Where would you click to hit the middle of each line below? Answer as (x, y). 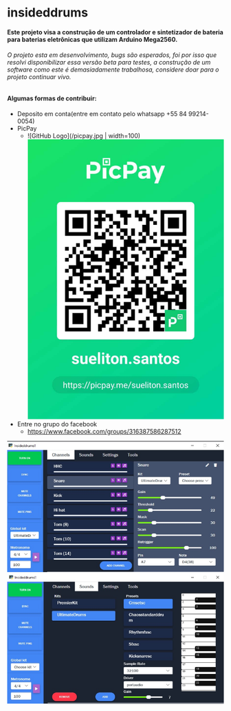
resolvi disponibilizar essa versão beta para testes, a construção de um (109, 63)
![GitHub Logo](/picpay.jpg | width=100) (84, 135)
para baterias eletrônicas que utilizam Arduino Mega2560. (92, 39)
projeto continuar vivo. (39, 77)
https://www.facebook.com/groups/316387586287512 (104, 432)
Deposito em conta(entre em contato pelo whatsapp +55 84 (102, 113)
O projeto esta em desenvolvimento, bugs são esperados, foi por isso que (112, 55)
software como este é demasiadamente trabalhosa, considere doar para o (113, 69)
